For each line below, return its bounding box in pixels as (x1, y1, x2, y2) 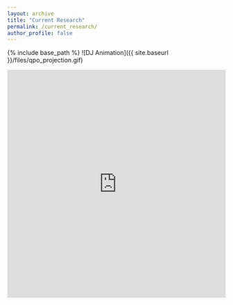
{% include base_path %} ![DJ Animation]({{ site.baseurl (7, 49, 169, 57)
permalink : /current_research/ (7, 23, 98, 30)
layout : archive (7, 10, 54, 17)
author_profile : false (7, 29, 73, 37)
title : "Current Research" (7, 17, 85, 24)
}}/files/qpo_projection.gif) (7, 56, 83, 65)
